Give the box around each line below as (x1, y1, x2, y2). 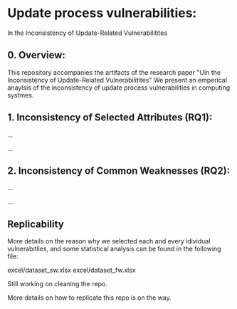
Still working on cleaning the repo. (7, 280, 108, 288)
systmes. (7, 90, 34, 99)
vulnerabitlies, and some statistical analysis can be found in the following (7, 244, 222, 253)
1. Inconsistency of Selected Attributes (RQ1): (7, 112, 213, 124)
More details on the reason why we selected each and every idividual (7, 237, 211, 246)
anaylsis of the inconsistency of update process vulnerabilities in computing (7, 83, 231, 92)
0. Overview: (7, 49, 66, 61)
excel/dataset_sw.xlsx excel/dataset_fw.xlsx (7, 266, 137, 275)
